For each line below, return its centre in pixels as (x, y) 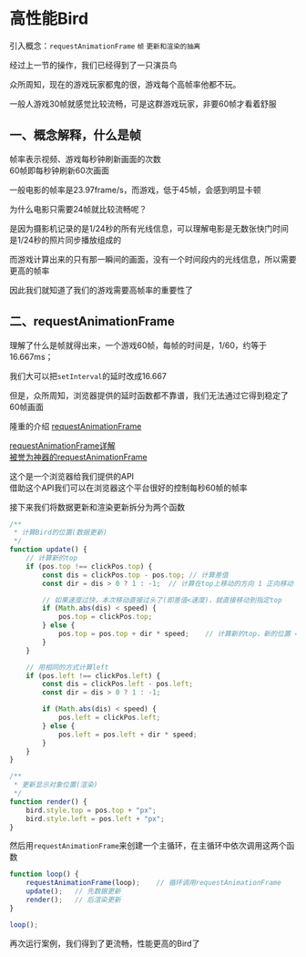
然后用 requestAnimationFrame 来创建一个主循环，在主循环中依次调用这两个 (148, 846)
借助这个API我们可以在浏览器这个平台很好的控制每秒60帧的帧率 (128, 488)
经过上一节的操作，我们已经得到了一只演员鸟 (93, 65)
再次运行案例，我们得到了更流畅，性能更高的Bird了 (105, 943)
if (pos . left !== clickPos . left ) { (93, 675)
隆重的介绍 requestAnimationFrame (76, 426)
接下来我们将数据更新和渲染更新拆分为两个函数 (97, 507)
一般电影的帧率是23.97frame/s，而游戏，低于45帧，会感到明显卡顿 (135, 190)
